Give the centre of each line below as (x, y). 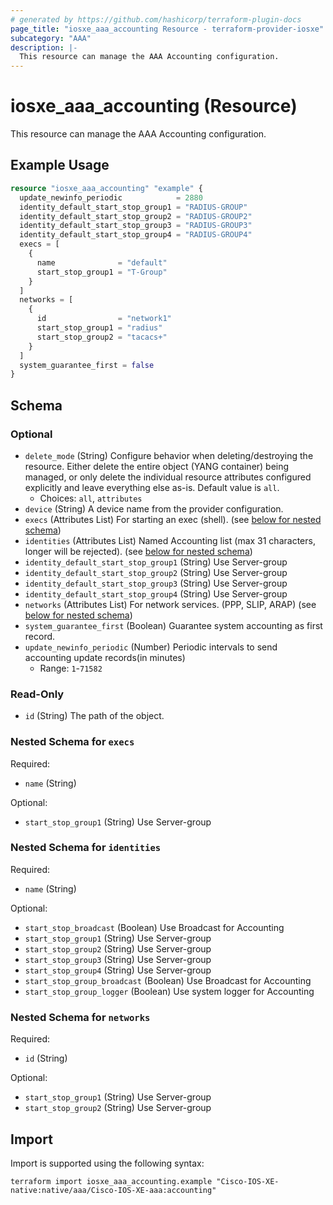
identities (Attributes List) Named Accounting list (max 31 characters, (170, 540)
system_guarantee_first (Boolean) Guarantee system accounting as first (173, 625)
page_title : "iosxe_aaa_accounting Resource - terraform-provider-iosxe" (167, 29)
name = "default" (102, 262)
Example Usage (60, 165)
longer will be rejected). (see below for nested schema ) (138, 551)
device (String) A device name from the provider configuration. (154, 508)
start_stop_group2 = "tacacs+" (102, 337)
